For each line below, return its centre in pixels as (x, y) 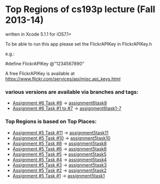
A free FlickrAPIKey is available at (40, 73)
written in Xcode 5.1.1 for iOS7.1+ (38, 34)
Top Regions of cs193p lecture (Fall (80, 9)
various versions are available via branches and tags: (72, 92)
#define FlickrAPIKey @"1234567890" (45, 63)
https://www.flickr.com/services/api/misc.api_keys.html (63, 79)
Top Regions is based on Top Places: (51, 122)
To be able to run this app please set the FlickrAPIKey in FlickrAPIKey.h (79, 44)
